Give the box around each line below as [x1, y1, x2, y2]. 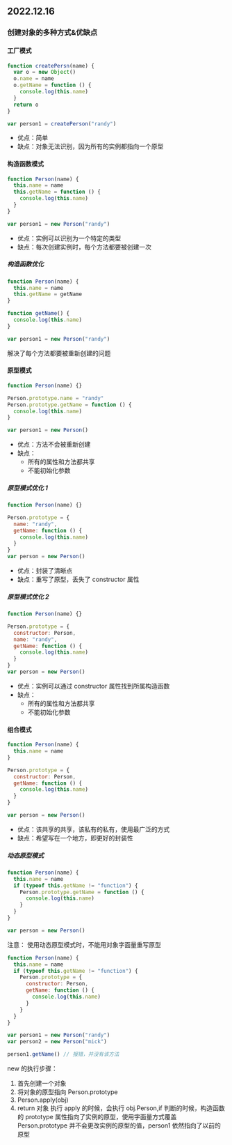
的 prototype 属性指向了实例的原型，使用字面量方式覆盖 [17, 1113, 177, 1121]
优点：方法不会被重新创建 [17, 440, 91, 449]
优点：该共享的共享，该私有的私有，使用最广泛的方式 [17, 825, 170, 833]
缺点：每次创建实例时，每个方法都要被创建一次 [17, 243, 151, 251]
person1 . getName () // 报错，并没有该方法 [7, 1051, 119, 1058]
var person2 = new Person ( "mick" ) [7, 1038, 108, 1045]
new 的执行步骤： [7, 1064, 58, 1073]
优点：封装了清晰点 [17, 567, 73, 575]
